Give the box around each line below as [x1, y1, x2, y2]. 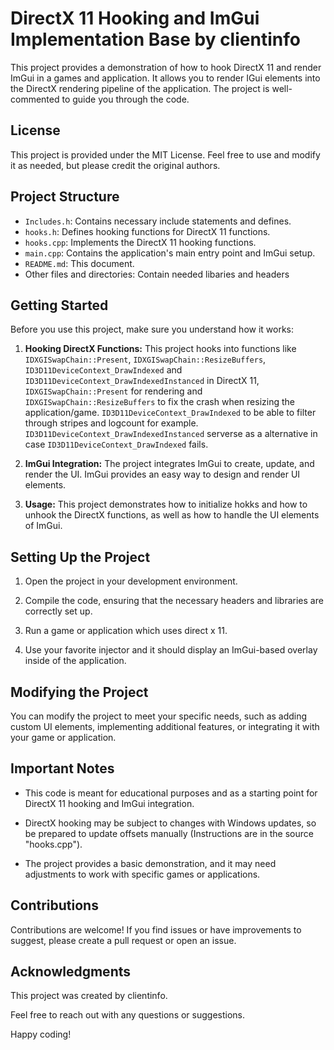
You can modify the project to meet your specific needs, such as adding [10, 710, 308, 722]
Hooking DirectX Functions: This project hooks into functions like [24, 343, 297, 355]
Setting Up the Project [10, 548, 151, 566]
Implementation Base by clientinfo [10, 28, 301, 51]
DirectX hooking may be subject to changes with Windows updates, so [24, 817, 317, 829]
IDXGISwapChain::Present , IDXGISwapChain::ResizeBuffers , [24, 353, 267, 366]
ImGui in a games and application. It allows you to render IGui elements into [10, 72, 321, 84]
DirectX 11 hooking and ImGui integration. [24, 797, 195, 809]
